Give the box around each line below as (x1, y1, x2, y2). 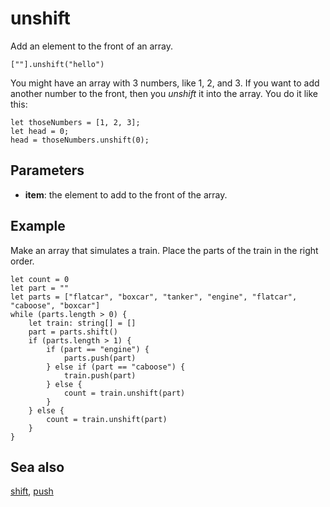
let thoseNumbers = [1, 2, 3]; (10, 117, 141, 127)
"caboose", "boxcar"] (10, 300, 101, 311)
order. (10, 255, 35, 267)
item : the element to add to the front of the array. (24, 188, 228, 201)
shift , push (10, 485, 54, 497)
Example (10, 218, 66, 235)
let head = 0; (10, 126, 70, 136)
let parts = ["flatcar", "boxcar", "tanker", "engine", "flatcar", (10, 292, 298, 302)
